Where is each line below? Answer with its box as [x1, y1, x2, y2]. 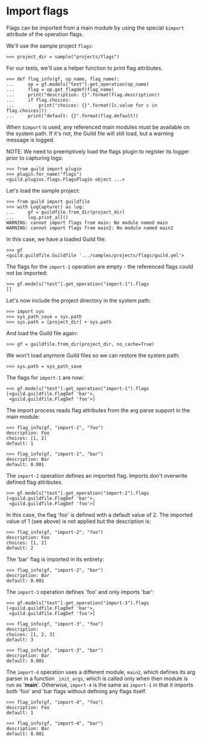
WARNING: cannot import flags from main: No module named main [6, 220, 169, 226]
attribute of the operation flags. [6, 30, 84, 37]
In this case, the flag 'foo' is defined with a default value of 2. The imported [6, 511, 193, 518]
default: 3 [6, 637, 34, 643]
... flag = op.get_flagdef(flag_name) [6, 86, 114, 93]
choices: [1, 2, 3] [6, 631, 55, 637]
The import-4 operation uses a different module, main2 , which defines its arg [6, 668, 196, 675]
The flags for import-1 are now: [6, 374, 84, 381]
